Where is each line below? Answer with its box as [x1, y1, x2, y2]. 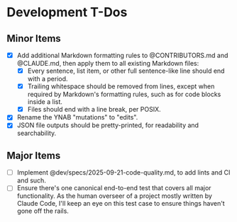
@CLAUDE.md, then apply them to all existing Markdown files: [16, 59, 199, 68]
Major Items [6, 149, 61, 161]
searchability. [16, 129, 57, 138]
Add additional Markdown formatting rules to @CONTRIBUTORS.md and [16, 51, 228, 59]
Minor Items [6, 33, 61, 45]
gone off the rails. [16, 206, 69, 216]
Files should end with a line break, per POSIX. [27, 105, 161, 114]
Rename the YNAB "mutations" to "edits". [16, 113, 138, 122]
